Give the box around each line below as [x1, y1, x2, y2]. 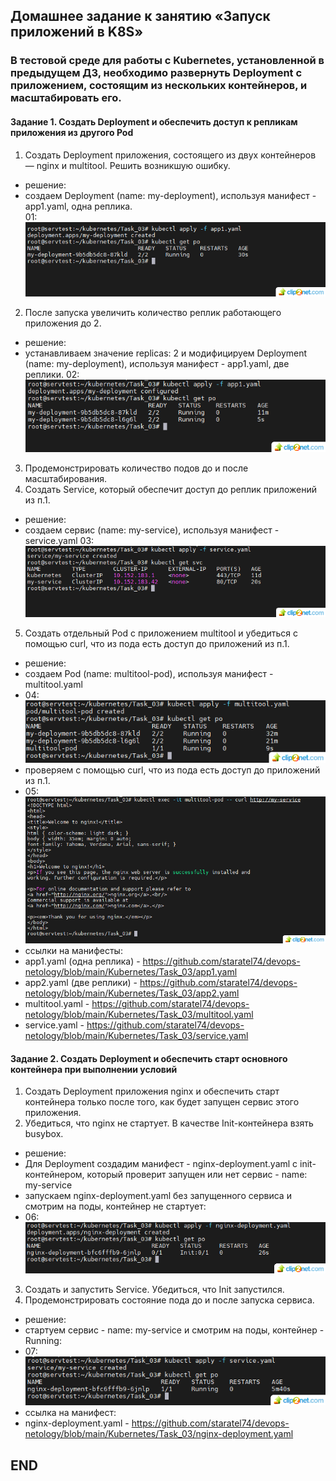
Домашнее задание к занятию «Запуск [10, 8, 271, 25]
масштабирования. [24, 473, 107, 485]
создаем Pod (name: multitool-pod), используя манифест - [24, 668, 274, 680]
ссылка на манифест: [24, 1407, 117, 1419]
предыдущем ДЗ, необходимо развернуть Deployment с [10, 66, 303, 80]
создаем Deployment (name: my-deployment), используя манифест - [24, 189, 317, 201]
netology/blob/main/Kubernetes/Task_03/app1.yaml [24, 966, 238, 978]
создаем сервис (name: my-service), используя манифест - [24, 524, 280, 536]
